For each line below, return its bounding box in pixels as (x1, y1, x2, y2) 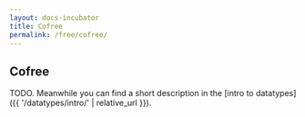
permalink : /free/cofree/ (9, 30, 107, 39)
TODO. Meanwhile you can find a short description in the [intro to (9, 88, 254, 99)
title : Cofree (9, 22, 64, 31)
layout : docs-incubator (9, 13, 100, 23)
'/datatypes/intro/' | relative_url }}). (21, 97, 152, 109)
